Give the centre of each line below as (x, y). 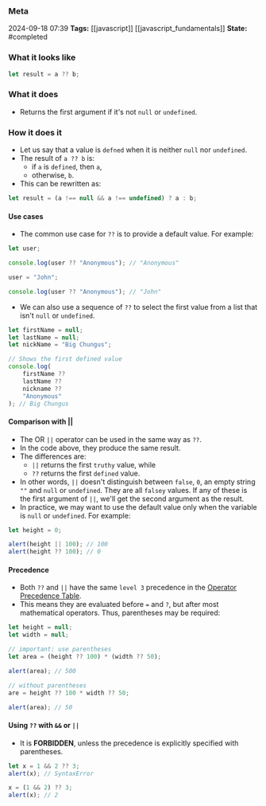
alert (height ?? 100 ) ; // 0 (55, 552)
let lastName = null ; (44, 337)
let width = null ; (39, 635)
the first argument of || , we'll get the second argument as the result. (132, 499)
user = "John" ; (33, 277)
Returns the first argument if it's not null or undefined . (108, 112)
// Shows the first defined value (66, 359)
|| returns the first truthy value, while (94, 464)
